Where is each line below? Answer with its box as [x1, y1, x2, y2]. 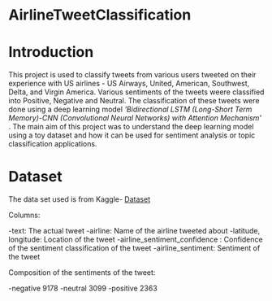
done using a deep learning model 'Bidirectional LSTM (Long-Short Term [8, 104, 253, 115]
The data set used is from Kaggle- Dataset [8, 194, 151, 204]
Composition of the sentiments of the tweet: [8, 268, 156, 277]
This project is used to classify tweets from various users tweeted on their [8, 70, 257, 80]
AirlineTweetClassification [8, 6, 192, 24]
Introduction [8, 43, 94, 62]
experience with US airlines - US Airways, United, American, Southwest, [8, 79, 250, 89]
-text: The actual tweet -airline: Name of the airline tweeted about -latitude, [8, 226, 261, 236]
